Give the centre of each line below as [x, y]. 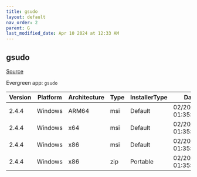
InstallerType [149, 97]
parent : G [18, 28]
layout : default [26, 17]
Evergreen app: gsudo [32, 82]
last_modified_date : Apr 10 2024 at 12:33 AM [62, 34]
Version [20, 97]
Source [15, 71]
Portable [142, 161]
